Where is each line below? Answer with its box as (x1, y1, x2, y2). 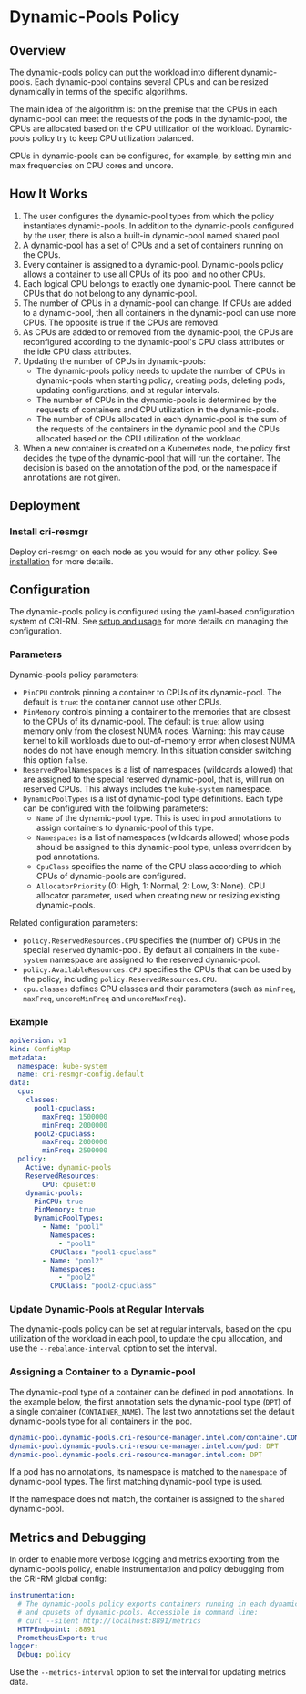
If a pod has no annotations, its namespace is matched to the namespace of (9, 1466, 288, 1477)
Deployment (9, 498, 81, 513)
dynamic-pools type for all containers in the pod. (9, 1415, 193, 1426)
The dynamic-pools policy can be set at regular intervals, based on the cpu (9, 1324, 291, 1334)
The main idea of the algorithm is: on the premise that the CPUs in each (9, 104, 278, 115)
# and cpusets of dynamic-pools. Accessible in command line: (17, 1608, 259, 1617)
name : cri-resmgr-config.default (17, 1070, 145, 1080)
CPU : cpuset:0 (42, 1180, 96, 1189)
